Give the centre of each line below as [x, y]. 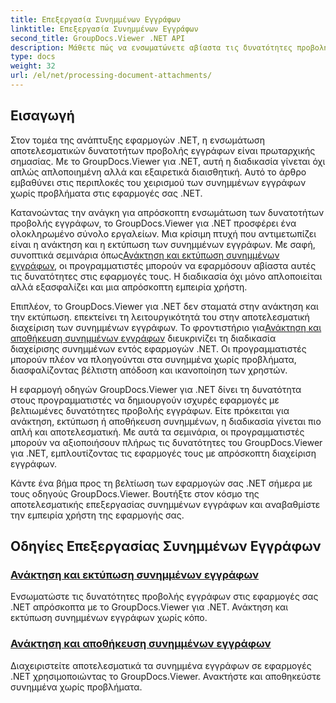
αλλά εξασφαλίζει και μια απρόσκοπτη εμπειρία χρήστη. [129, 287]
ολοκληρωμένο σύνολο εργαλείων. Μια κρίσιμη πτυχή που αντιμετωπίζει [163, 233]
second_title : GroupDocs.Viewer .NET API [98, 38]
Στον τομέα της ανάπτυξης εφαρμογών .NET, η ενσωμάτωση [137, 140]
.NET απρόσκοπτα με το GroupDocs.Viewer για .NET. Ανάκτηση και [149, 607]
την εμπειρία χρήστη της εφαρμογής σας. [97, 515]
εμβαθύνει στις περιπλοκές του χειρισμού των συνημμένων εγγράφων [158, 182]
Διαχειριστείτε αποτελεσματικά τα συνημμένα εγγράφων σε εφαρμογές [161, 665]
